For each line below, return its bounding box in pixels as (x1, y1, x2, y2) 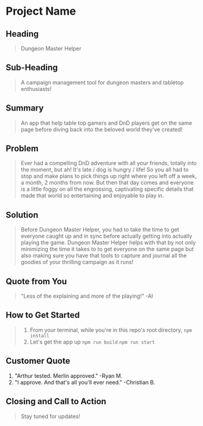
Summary (6, 103, 44, 114)
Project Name (6, 4, 76, 18)
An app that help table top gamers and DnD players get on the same (20, 119, 193, 127)
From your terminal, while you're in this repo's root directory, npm (29, 326, 193, 334)
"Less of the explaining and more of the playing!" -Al (20, 292, 153, 300)
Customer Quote (6, 356, 71, 366)
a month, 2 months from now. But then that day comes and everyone (20, 179, 194, 186)
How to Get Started (6, 310, 80, 320)
